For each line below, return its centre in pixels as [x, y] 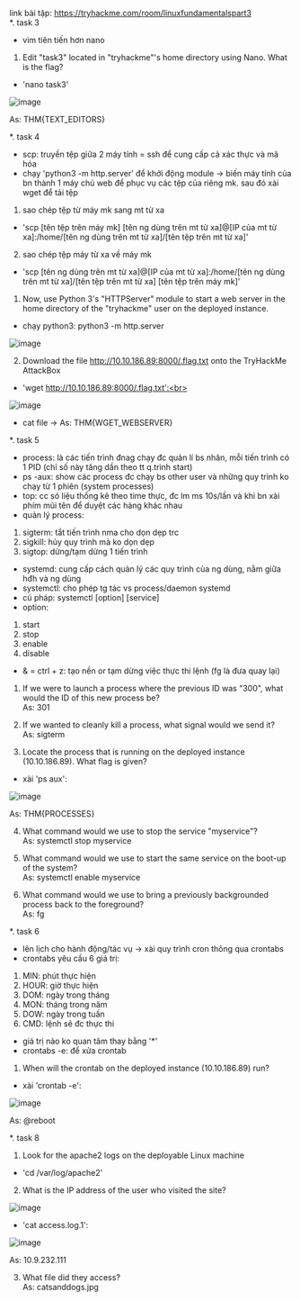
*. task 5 [24, 440]
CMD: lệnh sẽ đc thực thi [68, 1024]
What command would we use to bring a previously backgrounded [146, 894]
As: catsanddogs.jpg [60, 1287]
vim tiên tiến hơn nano [63, 40]
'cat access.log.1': [55, 1225]
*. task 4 [25, 137]
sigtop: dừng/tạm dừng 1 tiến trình [85, 551]
